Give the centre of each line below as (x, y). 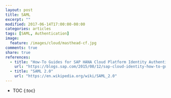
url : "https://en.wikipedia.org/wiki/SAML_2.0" (66, 76)
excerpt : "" (18, 19)
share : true (18, 52)
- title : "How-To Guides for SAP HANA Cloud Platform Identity (78, 62)
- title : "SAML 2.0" (32, 72)
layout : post (19, 10)
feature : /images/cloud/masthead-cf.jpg (53, 43)
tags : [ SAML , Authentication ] (37, 34)
